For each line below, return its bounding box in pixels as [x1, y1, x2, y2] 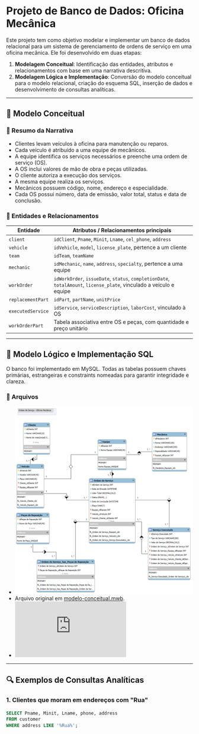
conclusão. [14, 197, 42, 204]
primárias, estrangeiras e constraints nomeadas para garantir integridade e [6, 371, 190, 379]
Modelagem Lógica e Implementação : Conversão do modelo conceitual [14, 73, 191, 80]
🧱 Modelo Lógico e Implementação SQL [6, 349, 154, 360]
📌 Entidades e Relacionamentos [6, 212, 99, 220]
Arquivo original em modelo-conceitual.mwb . [14, 594, 125, 601]
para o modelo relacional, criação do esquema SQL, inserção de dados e [14, 79, 192, 87]
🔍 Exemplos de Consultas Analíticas [6, 675, 144, 685]
